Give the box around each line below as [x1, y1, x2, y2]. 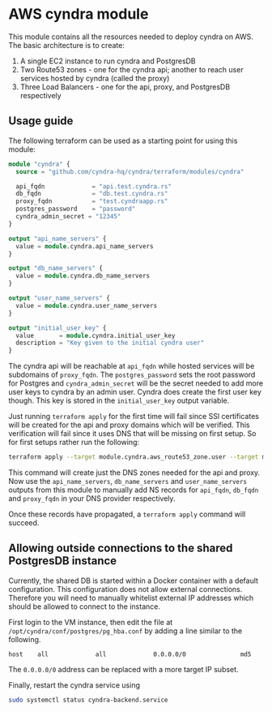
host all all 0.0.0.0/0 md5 [8, 650, 252, 658]
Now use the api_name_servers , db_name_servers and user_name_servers [8, 477, 248, 485]
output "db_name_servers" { [8, 265, 104, 273]
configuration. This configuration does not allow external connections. [8, 584, 243, 593]
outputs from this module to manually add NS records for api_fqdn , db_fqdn [8, 485, 259, 494]
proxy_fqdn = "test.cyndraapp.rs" [15, 197, 168, 205]
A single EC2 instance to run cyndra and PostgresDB [19, 56, 196, 66]
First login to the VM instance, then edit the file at [8, 617, 173, 627]
